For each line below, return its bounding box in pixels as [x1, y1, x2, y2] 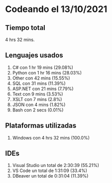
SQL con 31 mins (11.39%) [12, 80, 66, 86]
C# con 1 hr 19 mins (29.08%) [12, 64, 74, 70]
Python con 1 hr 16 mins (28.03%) [12, 69, 82, 75]
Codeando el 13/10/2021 [5, 3, 108, 15]
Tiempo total [5, 23, 46, 32]
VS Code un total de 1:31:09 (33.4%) [12, 167, 88, 173]
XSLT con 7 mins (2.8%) [12, 96, 62, 102]
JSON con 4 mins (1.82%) [12, 101, 66, 107]
